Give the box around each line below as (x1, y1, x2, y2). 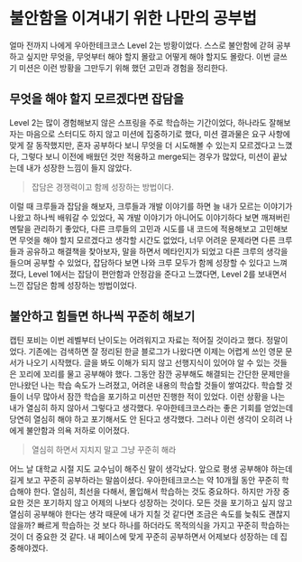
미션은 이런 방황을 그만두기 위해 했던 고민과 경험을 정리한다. (18, 62, 228, 73)
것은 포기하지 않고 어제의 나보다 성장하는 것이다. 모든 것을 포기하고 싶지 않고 (25, 497, 293, 508)
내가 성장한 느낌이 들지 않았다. (25, 162, 133, 173)
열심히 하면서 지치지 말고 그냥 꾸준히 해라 (31, 444, 177, 454)
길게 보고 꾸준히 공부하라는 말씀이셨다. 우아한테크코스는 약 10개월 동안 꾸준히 (9, 474, 280, 485)
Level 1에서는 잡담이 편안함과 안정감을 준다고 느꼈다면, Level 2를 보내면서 (28, 268, 288, 279)
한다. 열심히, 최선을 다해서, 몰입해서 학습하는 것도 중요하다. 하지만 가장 (32, 485, 281, 497)
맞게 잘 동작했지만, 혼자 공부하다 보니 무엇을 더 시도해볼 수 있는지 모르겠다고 (9, 139, 277, 150)
